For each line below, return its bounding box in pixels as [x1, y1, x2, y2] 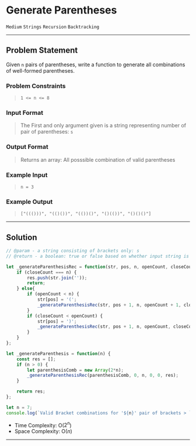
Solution [6, 232, 37, 242]
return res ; [16, 389, 45, 394]
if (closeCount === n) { [16, 269, 77, 275]
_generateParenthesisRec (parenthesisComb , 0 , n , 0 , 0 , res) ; [27, 373, 179, 379]
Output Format [6, 143, 48, 151]
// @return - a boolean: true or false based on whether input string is [6, 253, 190, 259]
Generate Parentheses [6, 4, 117, 17]
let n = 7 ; [6, 404, 33, 410]
